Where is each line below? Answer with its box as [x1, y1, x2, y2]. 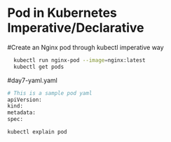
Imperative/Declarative [7, 20, 144, 36]
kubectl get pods [13, 63, 64, 70]
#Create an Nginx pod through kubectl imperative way [7, 43, 164, 51]
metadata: [7, 109, 36, 117]
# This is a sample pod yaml [7, 89, 93, 96]
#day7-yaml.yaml [7, 76, 57, 84]
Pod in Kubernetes [7, 5, 118, 21]
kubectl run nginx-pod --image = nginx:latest [13, 56, 146, 64]
